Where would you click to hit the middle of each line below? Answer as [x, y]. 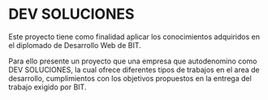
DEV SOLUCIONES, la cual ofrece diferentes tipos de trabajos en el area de [134, 69]
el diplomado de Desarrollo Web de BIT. [75, 45]
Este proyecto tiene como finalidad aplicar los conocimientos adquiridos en [134, 37]
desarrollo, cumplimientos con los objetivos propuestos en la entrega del [130, 78]
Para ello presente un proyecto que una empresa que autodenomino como [133, 61]
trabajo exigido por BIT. [48, 87]
